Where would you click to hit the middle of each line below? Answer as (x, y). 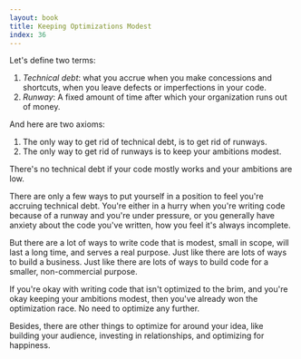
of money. (41, 107)
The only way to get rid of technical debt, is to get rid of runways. (145, 142)
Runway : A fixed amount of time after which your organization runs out (155, 97)
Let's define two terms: (53, 61)
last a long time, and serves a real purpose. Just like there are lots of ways (148, 252)
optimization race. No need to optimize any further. (105, 308)
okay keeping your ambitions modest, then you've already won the (134, 299)
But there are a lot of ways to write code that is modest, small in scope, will (149, 243)
